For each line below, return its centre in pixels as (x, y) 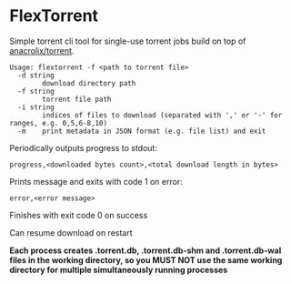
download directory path (89, 83)
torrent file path (77, 99)
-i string (36, 107)
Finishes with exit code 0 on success (79, 215)
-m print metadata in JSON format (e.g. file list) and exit (142, 131)
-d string (36, 75)
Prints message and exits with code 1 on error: (96, 181)
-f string (36, 91)
